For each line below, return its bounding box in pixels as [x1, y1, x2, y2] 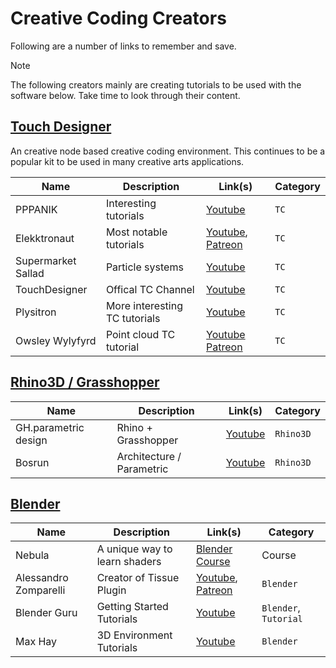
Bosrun [15, 455, 50, 469]
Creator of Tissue [96, 571, 180, 585]
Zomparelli [15, 583, 66, 597]
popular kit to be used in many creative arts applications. [10, 155, 245, 167]
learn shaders [96, 555, 162, 569]
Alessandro [15, 571, 69, 585]
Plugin [96, 583, 127, 597]
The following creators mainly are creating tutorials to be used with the [10, 78, 302, 91]
